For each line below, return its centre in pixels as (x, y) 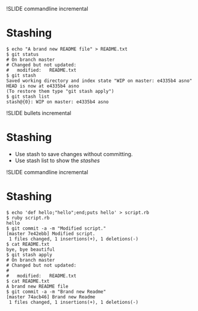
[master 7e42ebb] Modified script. (51, 234)
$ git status (23, 54)
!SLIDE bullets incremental (39, 113)
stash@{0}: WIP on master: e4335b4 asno (58, 102)
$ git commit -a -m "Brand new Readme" (56, 292)
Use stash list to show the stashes (57, 160)
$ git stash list (28, 96)
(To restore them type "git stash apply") (60, 91)
